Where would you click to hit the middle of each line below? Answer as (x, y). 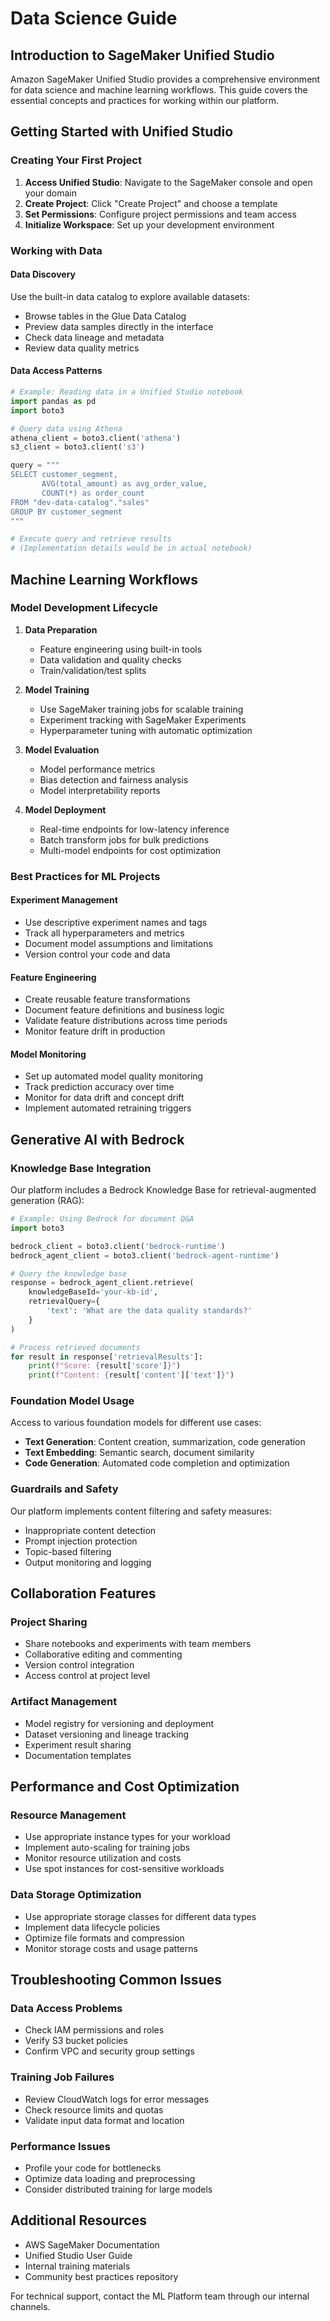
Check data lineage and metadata (94, 337)
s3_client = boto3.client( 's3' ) (77, 447)
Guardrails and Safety (64, 1489)
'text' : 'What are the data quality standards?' (149, 1311)
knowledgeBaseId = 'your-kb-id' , (93, 1292)
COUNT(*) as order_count (93, 493)
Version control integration (79, 1665)
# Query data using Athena (66, 428)
